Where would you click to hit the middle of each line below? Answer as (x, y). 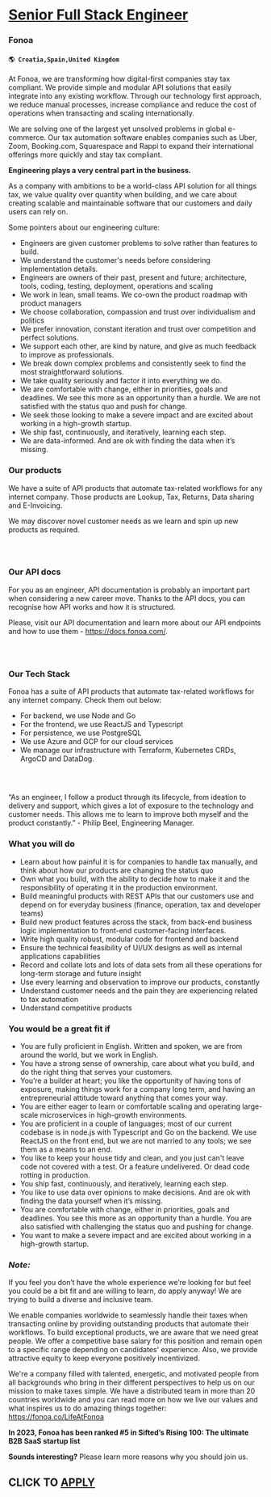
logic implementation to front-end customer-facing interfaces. (123, 930)
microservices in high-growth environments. (113, 1114)
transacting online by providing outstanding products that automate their (129, 1324)
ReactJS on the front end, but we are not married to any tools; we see (135, 1140)
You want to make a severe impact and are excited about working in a (135, 1235)
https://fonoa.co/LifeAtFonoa (56, 1417)
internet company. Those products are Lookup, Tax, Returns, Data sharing (131, 497)
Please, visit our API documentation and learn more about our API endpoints (135, 622)
